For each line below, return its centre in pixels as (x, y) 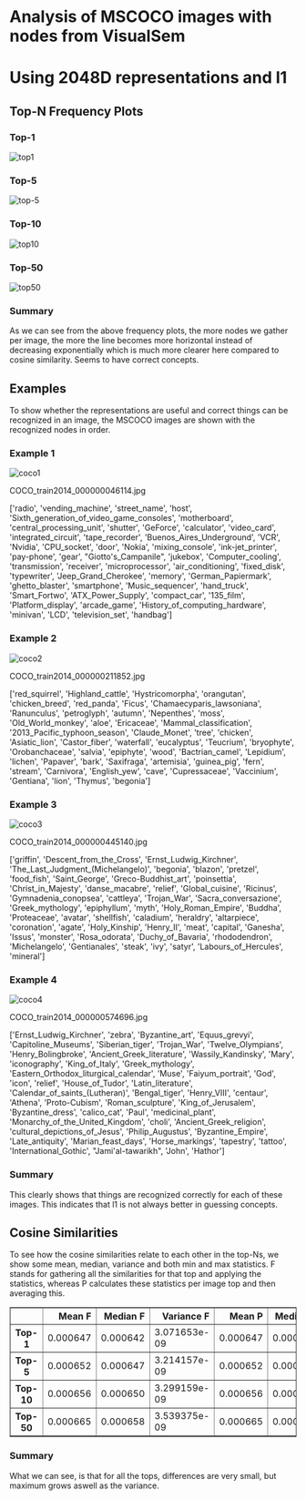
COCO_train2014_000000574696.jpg (79, 1017)
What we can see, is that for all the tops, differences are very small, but (143, 1475)
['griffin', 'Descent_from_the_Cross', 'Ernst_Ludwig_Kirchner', (124, 859)
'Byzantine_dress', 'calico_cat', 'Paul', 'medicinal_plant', (113, 1112)
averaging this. (37, 1293)
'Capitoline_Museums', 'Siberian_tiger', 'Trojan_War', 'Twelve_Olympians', (147, 1045)
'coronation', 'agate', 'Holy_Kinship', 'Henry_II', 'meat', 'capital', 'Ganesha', (147, 927)
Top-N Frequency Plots (76, 111)
